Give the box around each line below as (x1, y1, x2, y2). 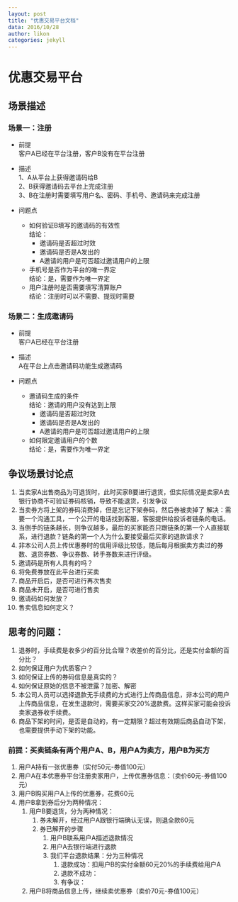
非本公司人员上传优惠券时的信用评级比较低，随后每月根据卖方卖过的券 (18, 541, 224, 550)
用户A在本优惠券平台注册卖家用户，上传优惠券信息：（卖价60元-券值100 (18, 772, 227, 780)
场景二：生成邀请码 (8, 311, 74, 321)
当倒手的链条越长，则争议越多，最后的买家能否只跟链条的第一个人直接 (18, 523, 224, 532)
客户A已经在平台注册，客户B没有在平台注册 (18, 150, 145, 157)
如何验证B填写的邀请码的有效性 (28, 221, 120, 229)
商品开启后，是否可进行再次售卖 (18, 577, 112, 585)
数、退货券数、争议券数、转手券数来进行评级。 (18, 550, 155, 559)
